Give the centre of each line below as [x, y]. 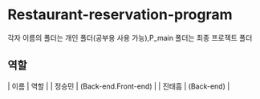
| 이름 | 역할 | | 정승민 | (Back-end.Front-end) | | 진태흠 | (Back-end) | [119, 86]
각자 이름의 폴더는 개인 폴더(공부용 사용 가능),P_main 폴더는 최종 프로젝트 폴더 [130, 38]
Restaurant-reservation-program [120, 15]
